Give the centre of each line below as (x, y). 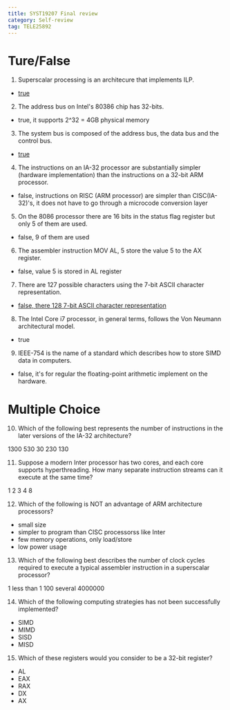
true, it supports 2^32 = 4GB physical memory (84, 120)
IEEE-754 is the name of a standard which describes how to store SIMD (119, 353)
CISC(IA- (205, 196)
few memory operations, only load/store (75, 540)
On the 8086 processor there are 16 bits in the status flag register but (116, 217)
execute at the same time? (55, 477)
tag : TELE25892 (30, 26)
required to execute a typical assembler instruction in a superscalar (114, 567)
